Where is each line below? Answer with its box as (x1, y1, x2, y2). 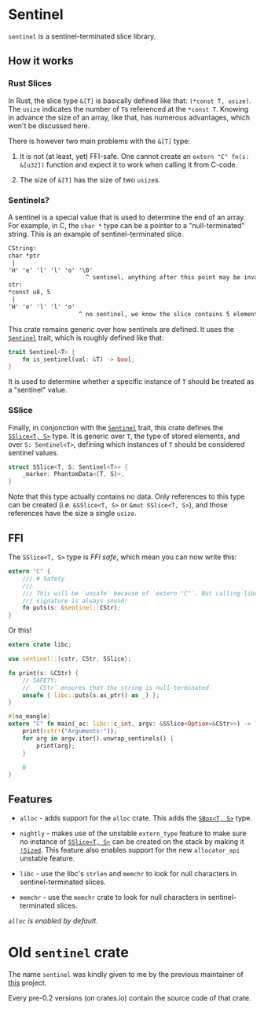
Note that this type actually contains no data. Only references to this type (8, 492, 245, 501)
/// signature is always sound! (22, 596, 128, 605)
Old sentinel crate (8, 944, 130, 961)
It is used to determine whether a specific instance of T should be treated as (8, 377, 255, 386)
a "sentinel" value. (8, 385, 68, 395)
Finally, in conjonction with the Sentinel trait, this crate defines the (8, 422, 224, 432)
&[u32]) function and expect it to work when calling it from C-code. (19, 160, 238, 169)
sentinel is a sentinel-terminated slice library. (8, 31, 156, 41)
